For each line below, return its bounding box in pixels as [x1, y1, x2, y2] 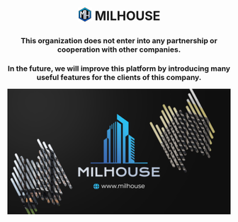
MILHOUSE [94, 8, 161, 24]
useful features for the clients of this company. [36, 73, 202, 83]
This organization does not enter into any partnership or [21, 36, 217, 46]
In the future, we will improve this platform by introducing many [7, 64, 231, 74]
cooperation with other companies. [57, 45, 181, 54]
